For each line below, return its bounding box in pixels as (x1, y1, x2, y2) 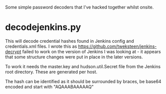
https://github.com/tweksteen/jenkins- (78, 43, 157, 49)
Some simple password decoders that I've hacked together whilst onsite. (5, 4, 154, 10)
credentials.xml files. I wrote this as (5, 43, 77, 49)
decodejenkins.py (5, 22, 81, 33)
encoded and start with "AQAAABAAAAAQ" (5, 84, 94, 90)
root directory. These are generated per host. (5, 69, 98, 75)
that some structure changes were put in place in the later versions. (5, 54, 143, 60)
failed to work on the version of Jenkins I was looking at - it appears (22, 48, 161, 54)
